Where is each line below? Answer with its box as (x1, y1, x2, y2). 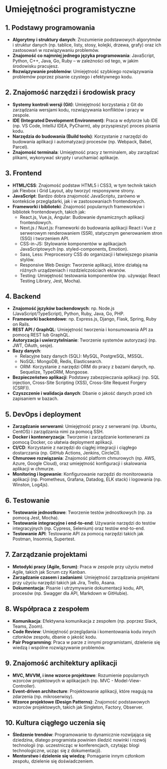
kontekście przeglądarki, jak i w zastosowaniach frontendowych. (12, 198, 146, 204)
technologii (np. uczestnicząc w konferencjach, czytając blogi (12, 743, 140, 749)
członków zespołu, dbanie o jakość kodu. (12, 634, 97, 640)
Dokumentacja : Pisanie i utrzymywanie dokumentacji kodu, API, (12, 585, 145, 591)
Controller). (12, 683, 36, 689)
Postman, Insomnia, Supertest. (12, 536, 76, 542)
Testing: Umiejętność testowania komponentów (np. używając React (19, 272, 161, 278)
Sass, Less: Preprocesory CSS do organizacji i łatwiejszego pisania (19, 251, 158, 257)
